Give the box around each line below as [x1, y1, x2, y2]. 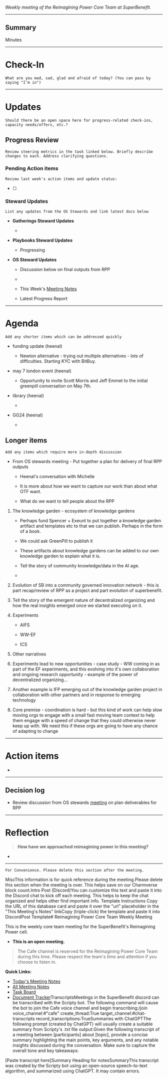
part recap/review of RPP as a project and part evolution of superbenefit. [12, 587, 163, 593]
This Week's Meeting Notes [19, 286, 77, 292]
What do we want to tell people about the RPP [19, 498, 115, 504]
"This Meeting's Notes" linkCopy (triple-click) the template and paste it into [5, 908, 160, 914]
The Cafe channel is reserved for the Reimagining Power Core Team [17, 948, 158, 954]
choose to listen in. [17, 959, 56, 965]
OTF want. [19, 488, 41, 494]
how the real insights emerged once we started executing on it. [12, 602, 142, 608]
